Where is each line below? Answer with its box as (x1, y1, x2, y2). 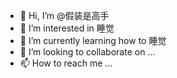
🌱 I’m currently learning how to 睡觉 (19, 35, 167, 46)
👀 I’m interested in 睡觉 (19, 22, 115, 34)
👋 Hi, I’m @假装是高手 (19, 10, 110, 21)
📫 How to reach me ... (19, 57, 113, 69)
